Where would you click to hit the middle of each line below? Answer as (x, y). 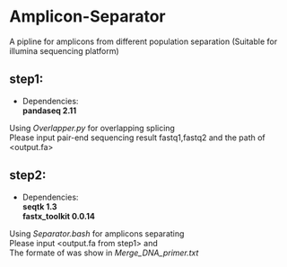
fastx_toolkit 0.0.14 (59, 216)
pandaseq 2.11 (49, 111)
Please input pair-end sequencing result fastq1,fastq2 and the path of (138, 138)
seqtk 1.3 (39, 206)
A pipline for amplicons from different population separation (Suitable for (143, 41)
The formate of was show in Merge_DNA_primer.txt (104, 253)
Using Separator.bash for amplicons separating (97, 233)
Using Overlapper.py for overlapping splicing (92, 128)
